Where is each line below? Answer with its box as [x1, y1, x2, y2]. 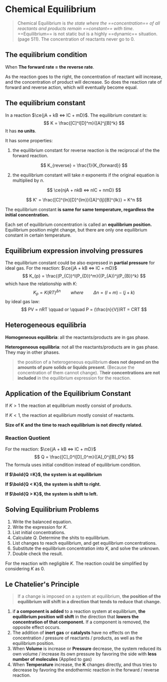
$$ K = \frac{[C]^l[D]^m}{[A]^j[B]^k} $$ [43, 120, 125, 126]
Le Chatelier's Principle [5, 580, 79, 588]
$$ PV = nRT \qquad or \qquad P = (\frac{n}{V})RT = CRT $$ [21, 306, 147, 312]
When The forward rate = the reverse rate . [5, 64, 94, 70]
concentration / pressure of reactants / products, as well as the [12, 635, 142, 641]
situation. [138, 31, 157, 37]
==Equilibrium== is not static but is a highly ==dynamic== [17, 31, 137, 37]
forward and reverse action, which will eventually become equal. [5, 84, 138, 90]
